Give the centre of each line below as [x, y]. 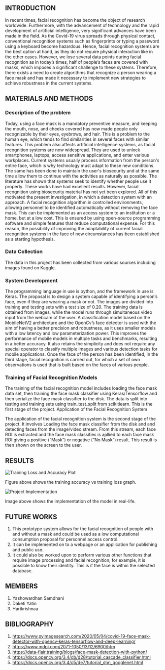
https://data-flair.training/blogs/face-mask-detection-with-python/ [80, 652]
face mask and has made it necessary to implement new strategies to [76, 78]
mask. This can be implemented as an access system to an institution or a [80, 212]
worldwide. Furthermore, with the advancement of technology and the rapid [82, 25]
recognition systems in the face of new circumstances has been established [82, 234]
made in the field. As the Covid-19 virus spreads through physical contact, [80, 36]
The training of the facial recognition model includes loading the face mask [81, 388]
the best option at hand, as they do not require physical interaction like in [79, 51]
